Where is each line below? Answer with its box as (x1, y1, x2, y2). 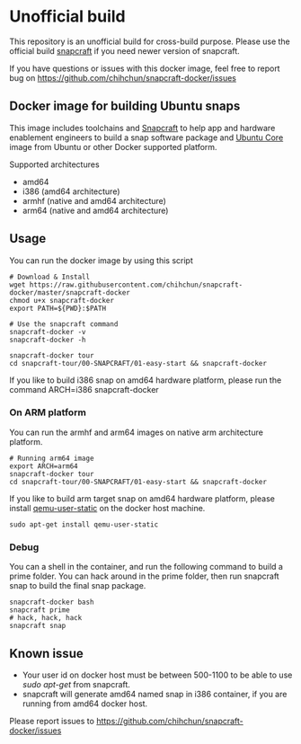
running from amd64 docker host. (22, 698, 148, 709)
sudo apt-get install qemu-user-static (9, 519, 159, 529)
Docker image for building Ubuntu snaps (9, 99, 241, 114)
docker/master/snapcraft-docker (9, 288, 130, 297)
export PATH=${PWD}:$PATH (9, 304, 106, 313)
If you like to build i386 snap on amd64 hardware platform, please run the (9, 375, 282, 385)
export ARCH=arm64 (9, 461, 78, 471)
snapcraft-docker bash (9, 598, 94, 607)
